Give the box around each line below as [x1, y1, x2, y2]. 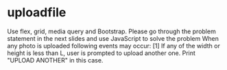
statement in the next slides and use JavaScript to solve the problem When [7, 34, 219, 42]
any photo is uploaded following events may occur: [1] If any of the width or [7, 41, 221, 50]
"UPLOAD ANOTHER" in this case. [7, 56, 104, 64]
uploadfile [7, 5, 67, 20]
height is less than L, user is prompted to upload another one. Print [7, 49, 195, 57]
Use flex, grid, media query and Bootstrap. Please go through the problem [7, 27, 216, 35]
